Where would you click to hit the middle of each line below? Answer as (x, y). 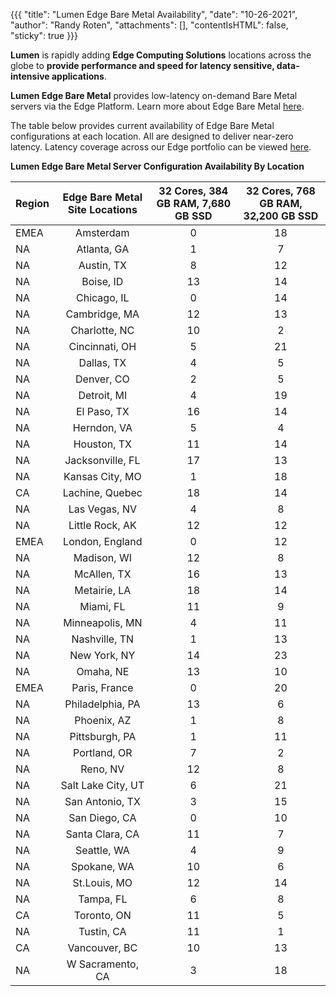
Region (32, 203)
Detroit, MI (103, 395)
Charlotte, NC (102, 330)
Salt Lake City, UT (102, 785)
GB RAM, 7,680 (194, 203)
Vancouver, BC (102, 947)
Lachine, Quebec (102, 492)
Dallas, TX (102, 362)
